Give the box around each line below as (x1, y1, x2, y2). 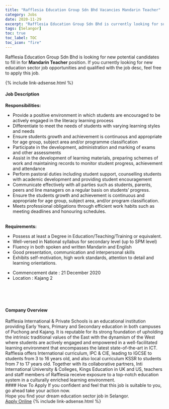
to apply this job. (5, 70, 40, 76)
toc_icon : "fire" (5, 40, 42, 45)
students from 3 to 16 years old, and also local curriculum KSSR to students (5, 356, 161, 362)
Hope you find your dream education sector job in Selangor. (5, 393, 129, 399)
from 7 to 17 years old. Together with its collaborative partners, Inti (5, 361, 143, 367)
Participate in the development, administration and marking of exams (12, 144, 156, 150)
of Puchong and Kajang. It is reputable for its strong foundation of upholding (5, 329, 163, 335)
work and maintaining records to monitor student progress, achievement (12, 160, 162, 166)
